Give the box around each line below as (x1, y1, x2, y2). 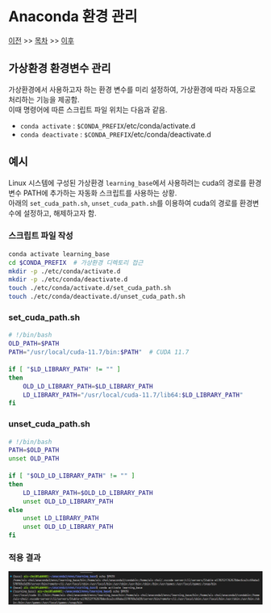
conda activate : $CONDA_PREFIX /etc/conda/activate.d (19, 120, 196, 130)
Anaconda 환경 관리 (8, 7, 138, 26)
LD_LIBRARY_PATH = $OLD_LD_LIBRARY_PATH (23, 489, 153, 497)
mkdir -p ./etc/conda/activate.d (8, 267, 121, 275)
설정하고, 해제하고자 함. (23, 208, 97, 218)
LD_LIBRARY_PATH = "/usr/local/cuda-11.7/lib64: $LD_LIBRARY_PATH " (23, 391, 244, 399)
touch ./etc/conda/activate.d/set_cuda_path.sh (8, 284, 172, 292)
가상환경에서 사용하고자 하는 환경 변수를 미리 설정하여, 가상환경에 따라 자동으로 (8, 84, 256, 94)
